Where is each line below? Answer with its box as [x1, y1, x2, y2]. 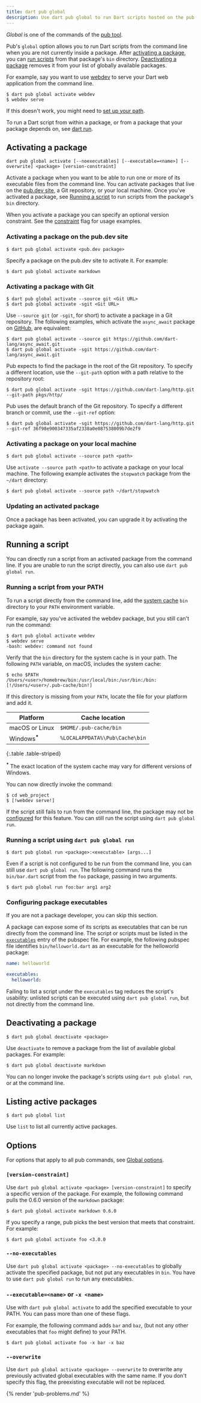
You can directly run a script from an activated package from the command [6, 555, 192, 563]
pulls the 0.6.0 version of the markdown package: [6, 1196, 124, 1204]
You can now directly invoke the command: [6, 780, 113, 788]
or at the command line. [6, 1079, 65, 1087]
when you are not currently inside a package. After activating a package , [6, 49, 186, 56]
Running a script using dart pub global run [6, 836, 134, 844]
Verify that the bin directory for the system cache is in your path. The [6, 654, 178, 661]
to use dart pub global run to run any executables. [6, 1275, 134, 1282]
